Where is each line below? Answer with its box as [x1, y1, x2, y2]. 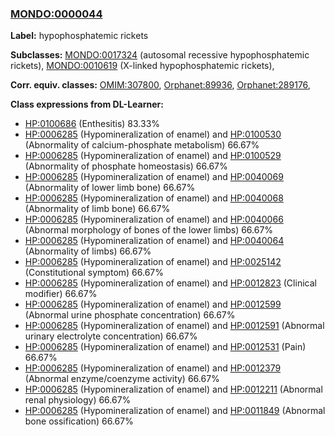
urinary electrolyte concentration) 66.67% [24, 330, 198, 342]
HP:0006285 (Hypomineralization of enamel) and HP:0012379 [24, 362, 282, 374]
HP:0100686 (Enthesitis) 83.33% [24, 118, 161, 130]
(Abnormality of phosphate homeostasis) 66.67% [24, 160, 228, 172]
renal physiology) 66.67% [24, 394, 132, 406]
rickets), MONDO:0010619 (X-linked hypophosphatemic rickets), [10, 60, 275, 72]
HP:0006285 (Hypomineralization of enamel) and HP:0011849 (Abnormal [24, 405, 326, 417]
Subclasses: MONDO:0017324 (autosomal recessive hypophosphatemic [10, 49, 310, 61]
